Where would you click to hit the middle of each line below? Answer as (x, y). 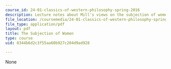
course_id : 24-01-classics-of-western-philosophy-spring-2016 (73, 10)
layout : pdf (18, 29)
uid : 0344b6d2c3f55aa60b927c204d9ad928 (48, 43)
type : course (19, 39)
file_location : (21, 19)
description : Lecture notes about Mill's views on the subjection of (81, 15)
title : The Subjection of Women (39, 33)
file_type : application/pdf (35, 24)
